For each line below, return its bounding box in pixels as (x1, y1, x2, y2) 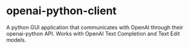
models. (6, 36, 27, 43)
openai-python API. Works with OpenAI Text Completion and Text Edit (6, 30, 180, 37)
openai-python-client (6, 4, 117, 18)
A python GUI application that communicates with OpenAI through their (6, 24, 184, 31)
